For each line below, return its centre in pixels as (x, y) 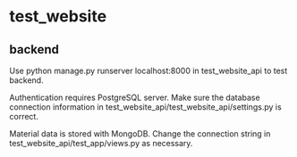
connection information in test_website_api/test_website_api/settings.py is (145, 107)
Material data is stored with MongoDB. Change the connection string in (140, 134)
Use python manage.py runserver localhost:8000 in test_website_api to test (148, 70)
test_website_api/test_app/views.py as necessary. (101, 143)
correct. (24, 116)
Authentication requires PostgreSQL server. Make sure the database (135, 97)
